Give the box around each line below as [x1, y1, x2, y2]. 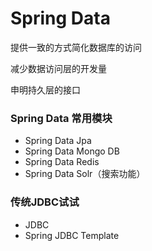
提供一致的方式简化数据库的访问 [10, 41, 142, 53]
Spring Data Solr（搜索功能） [24, 168, 146, 180]
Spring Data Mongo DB [24, 145, 120, 157]
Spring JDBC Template [24, 229, 120, 241]
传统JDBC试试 [10, 195, 80, 209]
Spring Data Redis [24, 156, 100, 168]
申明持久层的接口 [10, 83, 81, 96]
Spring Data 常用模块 [10, 111, 113, 125]
